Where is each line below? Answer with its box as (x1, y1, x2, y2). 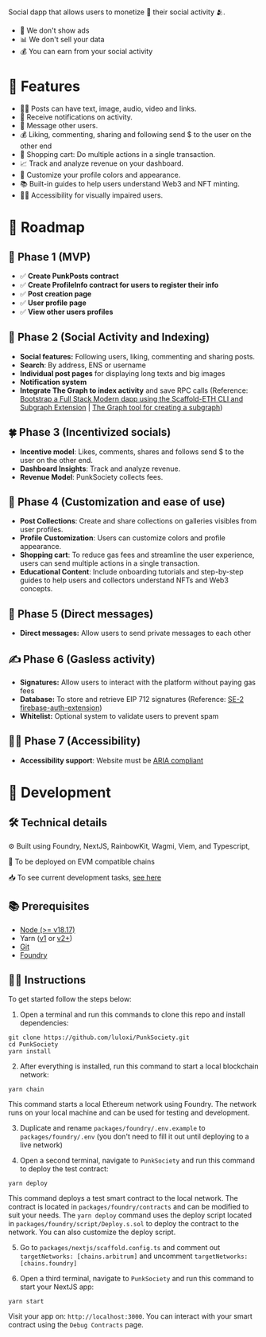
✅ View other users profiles (19, 307, 114, 316)
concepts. (19, 584, 53, 594)
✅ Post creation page (19, 288, 92, 298)
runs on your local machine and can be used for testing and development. (8, 1108, 250, 1118)
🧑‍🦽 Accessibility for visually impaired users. (19, 190, 164, 200)
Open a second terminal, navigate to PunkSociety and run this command (19, 1155, 256, 1166)
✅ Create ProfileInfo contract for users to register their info (19, 280, 219, 289)
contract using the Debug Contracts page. (8, 1320, 145, 1330)
